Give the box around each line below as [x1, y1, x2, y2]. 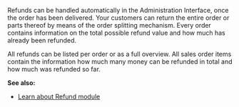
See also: [7, 79, 36, 87]
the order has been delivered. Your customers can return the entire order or [7, 13, 230, 22]
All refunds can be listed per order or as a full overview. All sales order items [7, 50, 232, 58]
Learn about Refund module [17, 92, 101, 101]
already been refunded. [7, 36, 77, 45]
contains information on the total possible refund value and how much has [7, 28, 226, 37]
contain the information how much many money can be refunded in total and [7, 57, 233, 66]
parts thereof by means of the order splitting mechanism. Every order [7, 21, 212, 29]
